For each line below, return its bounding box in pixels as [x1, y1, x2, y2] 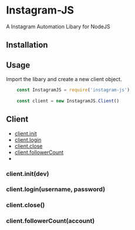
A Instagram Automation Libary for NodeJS [6, 23, 110, 30]
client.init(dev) [6, 169, 49, 178]
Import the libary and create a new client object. [6, 76, 122, 83]
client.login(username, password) [6, 185, 106, 194]
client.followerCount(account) [6, 217, 95, 225]
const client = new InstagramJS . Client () [16, 98, 119, 104]
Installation [6, 40, 48, 50]
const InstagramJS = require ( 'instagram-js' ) [16, 87, 130, 93]
